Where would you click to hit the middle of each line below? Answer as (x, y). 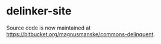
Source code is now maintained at (49, 28)
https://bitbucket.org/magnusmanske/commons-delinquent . (81, 34)
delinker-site (39, 11)
